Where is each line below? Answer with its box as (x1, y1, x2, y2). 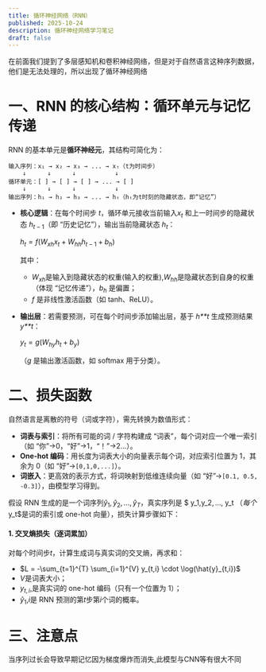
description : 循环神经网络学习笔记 (8, 26, 114, 34)
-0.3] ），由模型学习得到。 (19, 480, 105, 490)
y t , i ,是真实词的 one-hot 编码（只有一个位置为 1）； (19, 583, 182, 595)
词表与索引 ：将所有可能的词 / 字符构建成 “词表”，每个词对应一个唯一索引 (19, 431, 257, 441)
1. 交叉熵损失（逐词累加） (8, 529, 92, 538)
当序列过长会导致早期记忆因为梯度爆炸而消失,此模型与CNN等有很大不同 (8, 655, 242, 664)
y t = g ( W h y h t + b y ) (19, 337, 80, 348)
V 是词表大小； (19, 573, 67, 583)
